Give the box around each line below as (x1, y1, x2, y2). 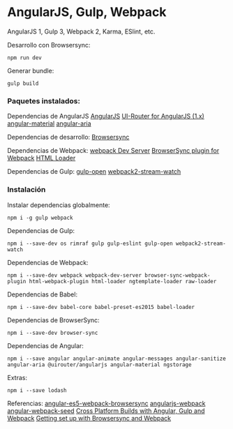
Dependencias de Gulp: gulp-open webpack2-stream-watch (7, 167, 181, 176)
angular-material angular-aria (7, 119, 92, 128)
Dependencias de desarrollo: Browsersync (7, 133, 130, 142)
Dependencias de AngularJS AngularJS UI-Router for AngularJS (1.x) (7, 112, 204, 121)
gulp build (7, 80, 39, 87)
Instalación (7, 185, 46, 195)
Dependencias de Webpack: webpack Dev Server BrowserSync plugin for (7, 146, 220, 155)
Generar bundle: (7, 66, 54, 75)
